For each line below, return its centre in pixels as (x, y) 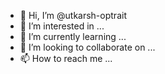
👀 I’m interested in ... (62, 26)
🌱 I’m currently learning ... (73, 36)
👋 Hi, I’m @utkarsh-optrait (73, 15)
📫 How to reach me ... (66, 58)
